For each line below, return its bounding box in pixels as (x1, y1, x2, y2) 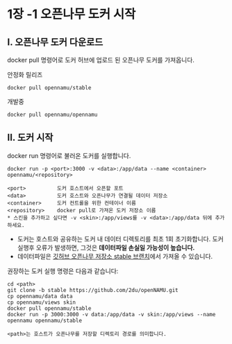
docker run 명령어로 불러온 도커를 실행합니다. (7, 151, 131, 160)
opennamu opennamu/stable (7, 317, 82, 324)
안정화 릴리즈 (7, 71, 43, 78)
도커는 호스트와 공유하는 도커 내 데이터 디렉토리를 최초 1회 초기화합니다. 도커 (17, 234, 224, 243)
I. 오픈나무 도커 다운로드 (7, 36, 103, 48)
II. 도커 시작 (7, 132, 53, 144)
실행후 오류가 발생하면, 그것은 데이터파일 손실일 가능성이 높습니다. (17, 243, 195, 252)
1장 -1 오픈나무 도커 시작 (7, 6, 136, 22)
